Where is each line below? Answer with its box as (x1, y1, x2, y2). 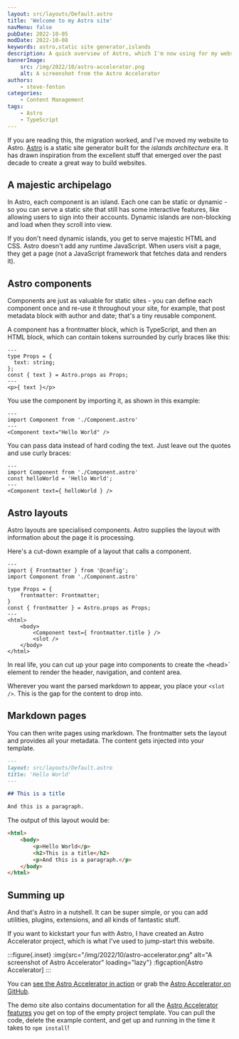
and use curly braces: (7, 449, 71, 457)
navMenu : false (7, 23, 53, 31)
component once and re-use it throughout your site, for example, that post (7, 304, 225, 313)
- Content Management (20, 97, 84, 104)
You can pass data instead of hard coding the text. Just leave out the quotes (7, 442, 231, 450)
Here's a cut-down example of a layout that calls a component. (7, 547, 192, 555)
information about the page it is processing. (7, 533, 135, 542)
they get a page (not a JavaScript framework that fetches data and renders (7, 250, 228, 258)
